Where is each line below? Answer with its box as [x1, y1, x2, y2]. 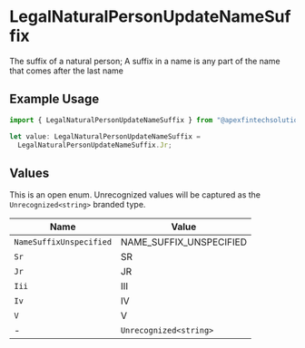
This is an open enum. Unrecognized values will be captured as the [9, 189, 261, 200]
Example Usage [9, 92, 100, 107]
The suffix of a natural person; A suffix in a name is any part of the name [9, 55, 280, 66]
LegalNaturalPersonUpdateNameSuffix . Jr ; [17, 140, 172, 150]
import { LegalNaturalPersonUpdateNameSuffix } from [9, 115, 213, 124]
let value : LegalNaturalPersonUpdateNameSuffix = [9, 131, 202, 141]
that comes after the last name [9, 65, 124, 76]
